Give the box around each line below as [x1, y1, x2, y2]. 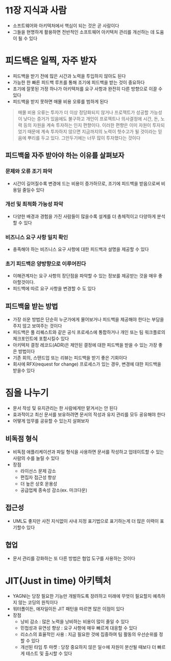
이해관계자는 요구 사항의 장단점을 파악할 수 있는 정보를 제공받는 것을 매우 [12, 273, 157, 279]
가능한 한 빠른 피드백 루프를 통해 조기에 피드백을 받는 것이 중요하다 [12, 79, 145, 85]
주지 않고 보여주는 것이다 [12, 323, 62, 329]
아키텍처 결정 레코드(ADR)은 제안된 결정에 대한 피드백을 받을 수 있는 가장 [12, 342, 157, 348]
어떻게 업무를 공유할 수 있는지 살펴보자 [12, 418, 89, 424]
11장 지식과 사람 [5, 5, 67, 16]
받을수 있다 [12, 368, 35, 374]
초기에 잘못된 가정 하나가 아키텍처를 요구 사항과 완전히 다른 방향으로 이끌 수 [12, 85, 163, 92]
